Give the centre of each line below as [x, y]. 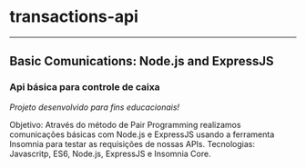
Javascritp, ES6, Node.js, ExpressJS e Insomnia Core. [110, 153]
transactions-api [74, 17]
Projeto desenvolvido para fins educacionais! [95, 107]
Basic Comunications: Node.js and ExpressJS [142, 61]
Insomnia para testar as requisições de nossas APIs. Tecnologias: [133, 143]
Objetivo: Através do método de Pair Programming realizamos [125, 124]
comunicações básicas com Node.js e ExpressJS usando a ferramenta [142, 134]
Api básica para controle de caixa [85, 87]
